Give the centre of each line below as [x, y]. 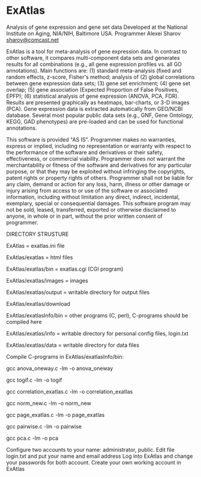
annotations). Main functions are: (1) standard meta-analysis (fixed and [94, 70]
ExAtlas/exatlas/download [38, 304]
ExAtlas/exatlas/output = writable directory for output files [78, 292]
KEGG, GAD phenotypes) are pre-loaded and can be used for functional [95, 121]
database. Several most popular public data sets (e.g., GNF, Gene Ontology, [100, 115]
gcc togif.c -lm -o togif [34, 380]
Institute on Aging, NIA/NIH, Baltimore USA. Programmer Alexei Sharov [94, 33]
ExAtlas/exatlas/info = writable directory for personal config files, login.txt [97, 333]
